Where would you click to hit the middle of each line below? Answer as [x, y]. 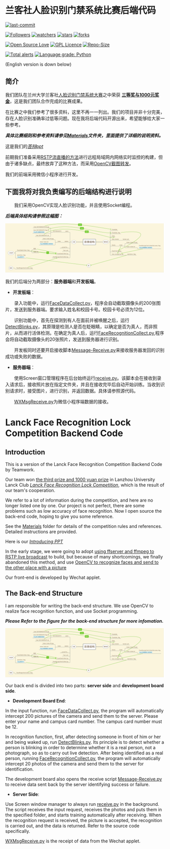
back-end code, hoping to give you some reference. [59, 516]
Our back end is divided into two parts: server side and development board [84, 686]
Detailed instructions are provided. [41, 532]
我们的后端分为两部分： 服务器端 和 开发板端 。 [52, 282]
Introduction [25, 452]
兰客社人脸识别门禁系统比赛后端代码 [81, 10]
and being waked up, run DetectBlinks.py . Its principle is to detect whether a [85, 742]
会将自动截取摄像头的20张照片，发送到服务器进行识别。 [63, 339]
